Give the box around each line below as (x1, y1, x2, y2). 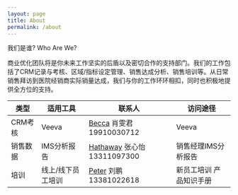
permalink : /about (7, 23, 62, 30)
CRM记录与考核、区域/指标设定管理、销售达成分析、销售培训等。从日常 (19, 68, 229, 76)
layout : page (7, 10, 46, 18)
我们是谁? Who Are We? (7, 44, 77, 52)
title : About (7, 17, 46, 24)
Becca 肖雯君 (88, 118, 133, 128)
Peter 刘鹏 (88, 166, 123, 176)
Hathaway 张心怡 (88, 142, 146, 152)
